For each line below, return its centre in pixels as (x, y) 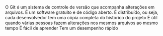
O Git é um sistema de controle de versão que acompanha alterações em (80, 7)
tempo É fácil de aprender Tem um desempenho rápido (62, 28)
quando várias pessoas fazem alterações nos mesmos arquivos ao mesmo (81, 23)
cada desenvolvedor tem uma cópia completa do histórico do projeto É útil (81, 18)
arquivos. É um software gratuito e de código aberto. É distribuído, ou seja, (82, 12)
